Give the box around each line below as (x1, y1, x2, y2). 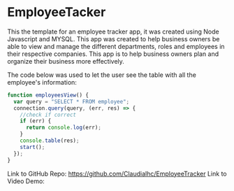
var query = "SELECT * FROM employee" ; (13, 98, 130, 105)
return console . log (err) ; (25, 124, 101, 132)
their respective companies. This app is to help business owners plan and (7, 50, 219, 58)
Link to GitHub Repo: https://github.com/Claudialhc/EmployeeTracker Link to (7, 169, 227, 178)
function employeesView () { (7, 92, 89, 99)
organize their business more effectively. (7, 57, 124, 65)
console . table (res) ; (20, 137, 80, 144)
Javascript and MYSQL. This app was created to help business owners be (7, 34, 220, 43)
